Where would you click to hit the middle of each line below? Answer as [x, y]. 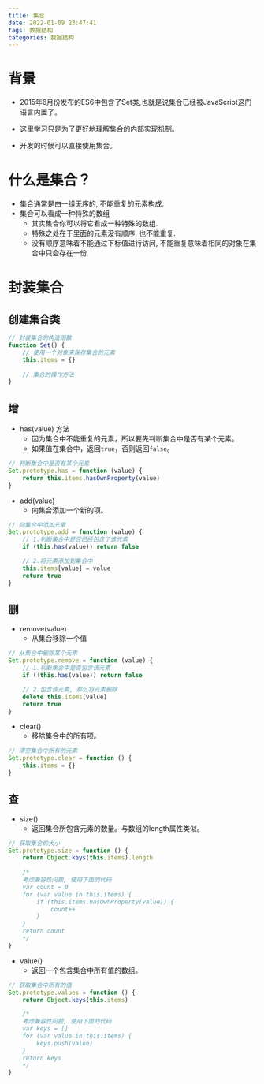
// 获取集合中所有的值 [40, 985]
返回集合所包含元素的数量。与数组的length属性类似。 [117, 828]
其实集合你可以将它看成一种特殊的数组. [95, 224]
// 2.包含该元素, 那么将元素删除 [70, 689]
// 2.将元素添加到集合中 [58, 561]
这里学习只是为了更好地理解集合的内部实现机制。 [99, 129]
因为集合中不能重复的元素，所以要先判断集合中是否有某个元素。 [135, 439]
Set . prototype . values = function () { [72, 993]
